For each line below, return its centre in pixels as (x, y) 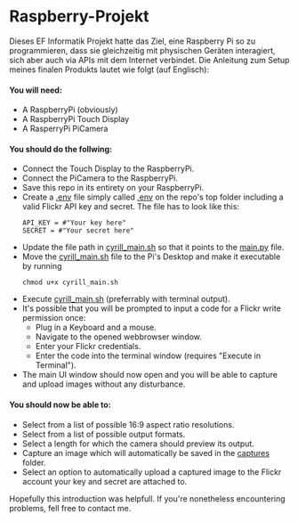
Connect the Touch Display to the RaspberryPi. (108, 169)
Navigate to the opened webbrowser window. (119, 337)
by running (42, 266)
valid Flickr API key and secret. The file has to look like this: (131, 207)
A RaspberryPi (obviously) (70, 110)
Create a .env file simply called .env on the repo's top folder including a (153, 197)
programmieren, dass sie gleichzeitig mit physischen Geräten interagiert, (142, 50)
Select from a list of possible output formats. (104, 434)
